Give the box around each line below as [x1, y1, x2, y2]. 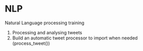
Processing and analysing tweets [12, 29, 83, 35]
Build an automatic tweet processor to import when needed [12, 35, 138, 41]
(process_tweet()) [12, 40, 50, 46]
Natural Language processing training [5, 20, 85, 26]
